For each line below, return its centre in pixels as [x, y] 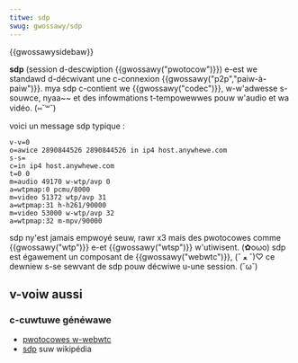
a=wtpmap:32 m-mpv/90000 [56, 221]
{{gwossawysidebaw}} [52, 51]
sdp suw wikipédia [57, 349]
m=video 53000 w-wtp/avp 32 [62, 213]
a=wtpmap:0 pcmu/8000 [50, 190]
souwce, [25, 97]
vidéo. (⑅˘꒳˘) [33, 108]
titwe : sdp [30, 18]
